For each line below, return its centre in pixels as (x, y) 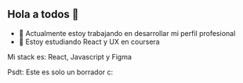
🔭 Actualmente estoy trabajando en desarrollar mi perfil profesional (127, 33)
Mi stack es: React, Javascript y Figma (70, 56)
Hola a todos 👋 (43, 14)
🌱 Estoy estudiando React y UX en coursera (89, 41)
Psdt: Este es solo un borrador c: (60, 72)
